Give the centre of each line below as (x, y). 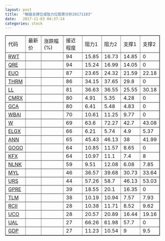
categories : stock (24, 23)
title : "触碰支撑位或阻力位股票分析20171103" (49, 14)
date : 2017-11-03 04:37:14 (35, 19)
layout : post (18, 10)
